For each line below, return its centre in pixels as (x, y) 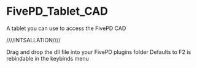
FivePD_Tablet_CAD (57, 11)
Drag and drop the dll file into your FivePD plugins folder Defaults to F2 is (99, 52)
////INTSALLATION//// (33, 40)
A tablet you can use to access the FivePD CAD (66, 28)
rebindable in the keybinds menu (48, 58)
